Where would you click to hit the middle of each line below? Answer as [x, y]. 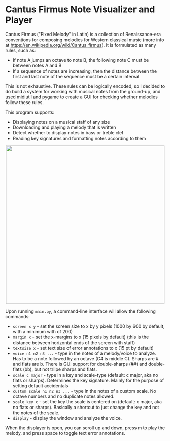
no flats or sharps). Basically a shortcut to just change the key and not [86, 407]
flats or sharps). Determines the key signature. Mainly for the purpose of [88, 380]
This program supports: [30, 112]
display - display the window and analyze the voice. [67, 418]
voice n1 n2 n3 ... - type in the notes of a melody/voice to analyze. [84, 353]
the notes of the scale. [36, 413]
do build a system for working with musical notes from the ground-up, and [83, 91]
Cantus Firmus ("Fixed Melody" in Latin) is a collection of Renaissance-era [83, 34]
